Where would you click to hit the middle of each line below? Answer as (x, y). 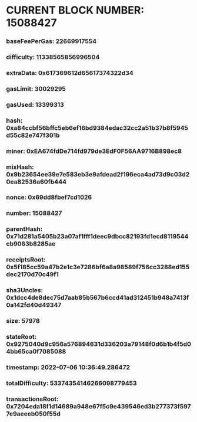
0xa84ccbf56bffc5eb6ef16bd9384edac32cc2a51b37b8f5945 (97, 127)
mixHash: (20, 167)
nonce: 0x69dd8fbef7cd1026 (49, 197)
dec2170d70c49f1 (32, 274)
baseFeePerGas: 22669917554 (51, 41)
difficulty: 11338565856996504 (53, 57)
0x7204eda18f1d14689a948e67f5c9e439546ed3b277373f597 (98, 406)
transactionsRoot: (32, 399)
